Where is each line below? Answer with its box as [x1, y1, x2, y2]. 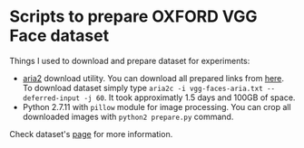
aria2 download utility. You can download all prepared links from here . [22, 72, 284, 83]
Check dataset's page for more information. [9, 128, 173, 139]
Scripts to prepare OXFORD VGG [9, 6, 258, 27]
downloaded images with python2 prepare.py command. [22, 111, 234, 122]
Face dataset [9, 25, 110, 46]
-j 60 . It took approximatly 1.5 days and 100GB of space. [83, 92, 296, 103]
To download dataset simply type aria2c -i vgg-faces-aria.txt [22, 82, 263, 93]
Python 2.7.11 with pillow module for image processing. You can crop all [22, 101, 292, 112]
